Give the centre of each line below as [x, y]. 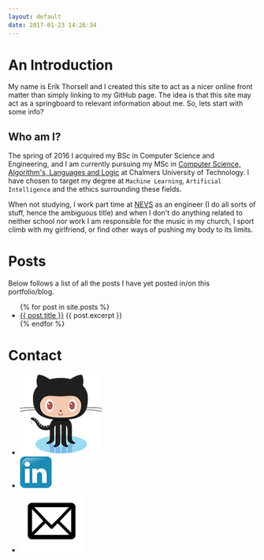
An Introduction [61, 65]
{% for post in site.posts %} [65, 307]
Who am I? [35, 137]
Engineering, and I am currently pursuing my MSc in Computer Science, [125, 164]
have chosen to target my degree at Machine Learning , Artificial [115, 181]
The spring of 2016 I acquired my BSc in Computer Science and [112, 156]
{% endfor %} [42, 324]
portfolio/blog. [32, 292]
